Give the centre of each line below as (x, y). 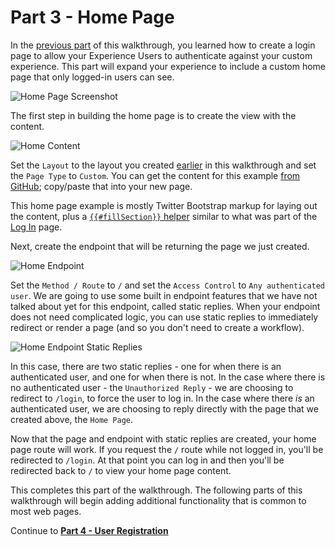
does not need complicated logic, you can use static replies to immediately (164, 317)
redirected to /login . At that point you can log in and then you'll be (147, 460)
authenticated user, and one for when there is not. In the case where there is (168, 377)
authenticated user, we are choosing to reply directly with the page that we (164, 408)
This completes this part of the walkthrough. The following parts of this (156, 490)
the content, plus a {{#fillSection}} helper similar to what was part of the (164, 216)
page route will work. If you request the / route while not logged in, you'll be (167, 449)
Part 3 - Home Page (92, 17)
